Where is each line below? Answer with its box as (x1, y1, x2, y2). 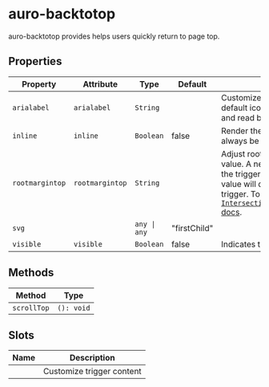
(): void (57, 303, 90, 312)
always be (221, 135, 259, 146)
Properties (8, 55, 62, 68)
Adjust (221, 148, 246, 159)
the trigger (221, 168, 261, 179)
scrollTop (12, 303, 50, 312)
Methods (8, 266, 54, 279)
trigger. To (221, 188, 260, 199)
